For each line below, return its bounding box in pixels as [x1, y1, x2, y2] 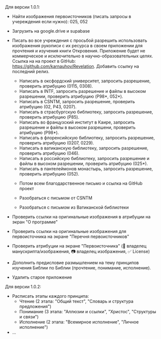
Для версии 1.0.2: [5, 284, 41, 289]
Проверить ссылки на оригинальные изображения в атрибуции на [12, 214, 151, 219]
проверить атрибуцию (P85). [19, 114, 80, 120]
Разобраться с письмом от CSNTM [19, 195, 93, 201]
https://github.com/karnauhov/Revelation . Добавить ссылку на [12, 63, 139, 69]
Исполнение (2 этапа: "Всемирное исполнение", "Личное [19, 319, 139, 325]
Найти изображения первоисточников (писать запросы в [12, 14, 131, 19]
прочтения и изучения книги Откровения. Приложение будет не [12, 48, 145, 54]
